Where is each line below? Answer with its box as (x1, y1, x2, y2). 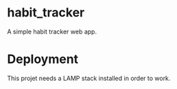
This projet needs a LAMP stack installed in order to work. (7, 74, 171, 82)
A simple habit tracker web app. (7, 27, 97, 36)
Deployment (7, 51, 79, 67)
